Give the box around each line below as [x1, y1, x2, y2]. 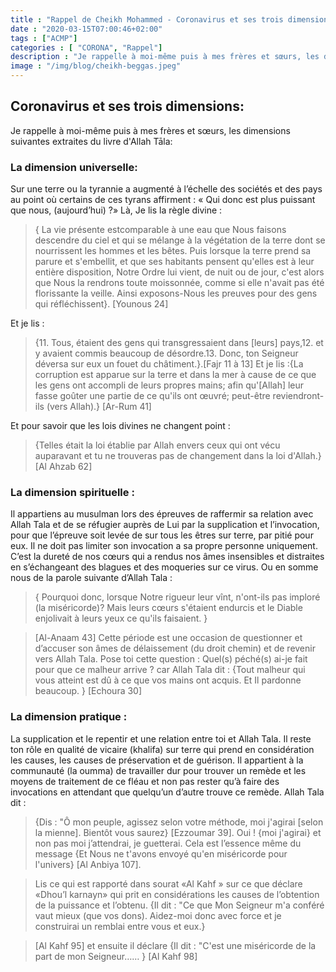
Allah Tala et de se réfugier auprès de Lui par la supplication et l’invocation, [10, 519, 320, 531]
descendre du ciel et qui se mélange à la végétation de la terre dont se [34, 234, 326, 246]
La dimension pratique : [10, 710, 128, 724]
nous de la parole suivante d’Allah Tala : [10, 572, 173, 584]
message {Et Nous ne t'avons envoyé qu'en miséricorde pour [34, 847, 288, 860]
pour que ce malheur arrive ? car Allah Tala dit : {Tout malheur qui [34, 664, 306, 676]
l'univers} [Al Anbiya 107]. [34, 858, 142, 870]
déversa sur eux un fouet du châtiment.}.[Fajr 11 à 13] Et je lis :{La [34, 358, 304, 370]
